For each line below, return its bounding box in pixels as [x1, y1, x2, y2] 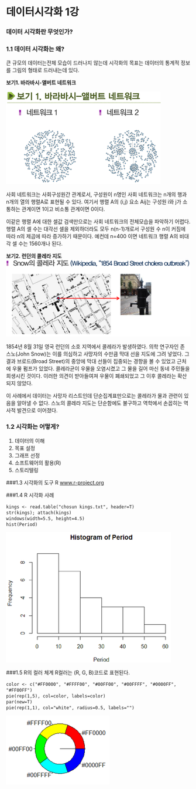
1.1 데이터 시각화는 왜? [6, 45, 65, 53]
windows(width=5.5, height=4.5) [6, 516, 85, 522]
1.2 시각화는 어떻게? [6, 423, 60, 431]
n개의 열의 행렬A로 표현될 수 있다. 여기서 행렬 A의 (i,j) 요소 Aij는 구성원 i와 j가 [6, 198, 181, 205]
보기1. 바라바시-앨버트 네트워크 [6, 79, 76, 86]
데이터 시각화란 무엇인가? [6, 28, 73, 36]
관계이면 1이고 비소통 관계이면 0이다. [21, 206, 105, 213]
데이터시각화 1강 [6, 5, 80, 19]
